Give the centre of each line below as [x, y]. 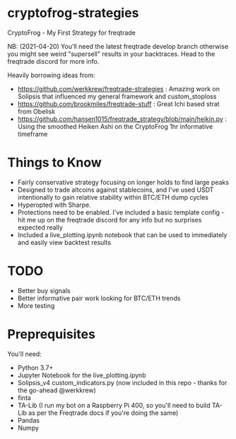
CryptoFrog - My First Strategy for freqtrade [72, 33]
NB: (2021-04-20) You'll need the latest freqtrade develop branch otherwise [118, 46]
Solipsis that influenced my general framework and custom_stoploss [117, 96]
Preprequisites [51, 334]
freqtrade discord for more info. [53, 61]
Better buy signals [44, 290]
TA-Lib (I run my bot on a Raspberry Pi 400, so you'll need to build [114, 405]
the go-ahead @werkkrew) [57, 390]
